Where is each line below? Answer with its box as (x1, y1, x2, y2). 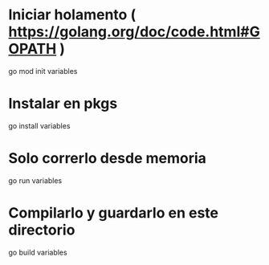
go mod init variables (8, 66, 78, 75)
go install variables (8, 120, 71, 130)
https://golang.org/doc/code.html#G (8, 22, 261, 41)
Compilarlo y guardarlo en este (8, 204, 219, 222)
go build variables (8, 247, 67, 257)
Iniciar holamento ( (8, 6, 137, 24)
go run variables (8, 175, 63, 185)
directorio (8, 221, 75, 238)
